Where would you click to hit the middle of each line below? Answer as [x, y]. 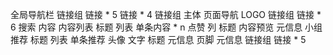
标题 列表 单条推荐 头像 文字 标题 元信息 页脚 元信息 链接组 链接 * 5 [168, 39]
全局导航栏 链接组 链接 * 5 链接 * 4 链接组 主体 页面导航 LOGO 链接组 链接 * [166, 14]
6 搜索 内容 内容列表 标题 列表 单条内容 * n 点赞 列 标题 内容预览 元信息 [156, 27]
